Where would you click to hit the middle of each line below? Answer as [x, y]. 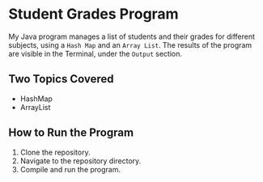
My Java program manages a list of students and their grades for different [132, 36]
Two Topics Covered [61, 79]
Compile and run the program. [70, 169]
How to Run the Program [71, 133]
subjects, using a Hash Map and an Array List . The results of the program [130, 44]
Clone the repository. [55, 152]
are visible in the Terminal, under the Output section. [95, 53]
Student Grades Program [94, 14]
